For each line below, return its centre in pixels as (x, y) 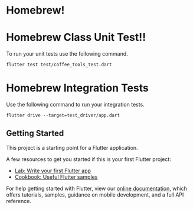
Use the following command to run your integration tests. (75, 105)
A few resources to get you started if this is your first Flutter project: (89, 159)
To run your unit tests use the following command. (67, 54)
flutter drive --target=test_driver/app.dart (63, 115)
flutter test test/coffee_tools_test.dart (59, 65)
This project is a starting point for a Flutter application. (72, 147)
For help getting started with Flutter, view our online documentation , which (97, 188)
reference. (19, 201)
